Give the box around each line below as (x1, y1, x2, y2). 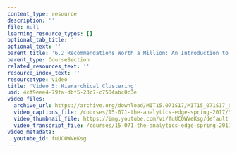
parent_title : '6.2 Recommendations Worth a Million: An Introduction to (7, 50, 229, 57)
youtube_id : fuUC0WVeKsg (13, 135, 87, 142)
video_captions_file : (13, 109, 78, 116)
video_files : (7, 96, 46, 103)
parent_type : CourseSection (7, 56, 90, 63)
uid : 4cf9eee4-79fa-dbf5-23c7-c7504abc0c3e (7, 89, 138, 96)
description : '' (7, 17, 55, 24)
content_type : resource (7, 10, 78, 18)
